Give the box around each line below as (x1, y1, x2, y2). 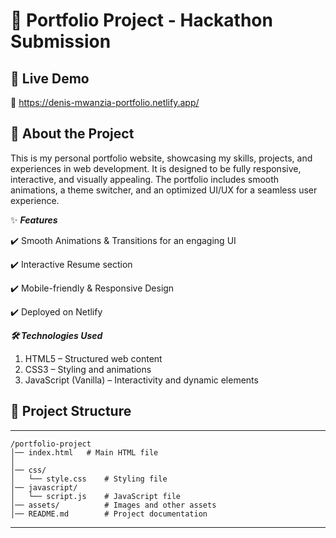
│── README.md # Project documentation (10, 509, 208, 519)
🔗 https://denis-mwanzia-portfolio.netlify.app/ (10, 97, 200, 108)
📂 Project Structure (10, 403, 132, 420)
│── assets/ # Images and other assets (10, 500, 217, 510)
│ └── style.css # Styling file (10, 474, 168, 484)
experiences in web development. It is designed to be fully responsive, (10, 162, 302, 174)
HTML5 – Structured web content (24, 352, 163, 364)
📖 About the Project (10, 125, 135, 143)
